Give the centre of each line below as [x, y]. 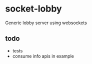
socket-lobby [33, 9]
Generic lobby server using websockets [46, 23]
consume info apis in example [43, 56]
